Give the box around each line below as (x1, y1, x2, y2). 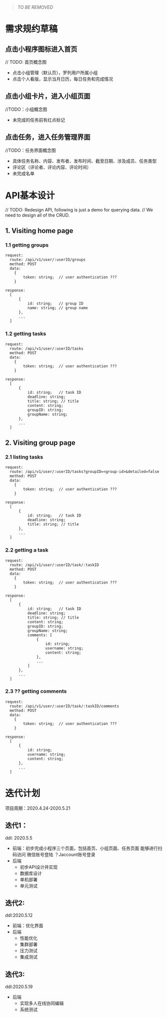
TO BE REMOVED (17, 5, 53, 10)
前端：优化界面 (12, 923, 43, 929)
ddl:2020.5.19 (5, 984, 33, 990)
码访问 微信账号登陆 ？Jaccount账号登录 (12, 851, 96, 857)
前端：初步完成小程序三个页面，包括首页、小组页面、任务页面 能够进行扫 (12, 845, 163, 851)
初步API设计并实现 (19, 864, 58, 870)
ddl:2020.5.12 (5, 912, 33, 918)
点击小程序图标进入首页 (5, 45, 77, 53)
